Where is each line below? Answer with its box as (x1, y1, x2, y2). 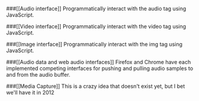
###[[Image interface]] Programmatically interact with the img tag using (6, 41, 183, 48)
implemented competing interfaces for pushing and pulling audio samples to (6, 65, 194, 72)
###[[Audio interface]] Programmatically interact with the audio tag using (6, 5, 186, 12)
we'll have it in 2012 (6, 89, 55, 96)
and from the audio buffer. (6, 71, 70, 78)
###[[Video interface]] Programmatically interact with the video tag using (6, 23, 186, 30)
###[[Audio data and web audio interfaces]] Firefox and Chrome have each (6, 59, 191, 65)
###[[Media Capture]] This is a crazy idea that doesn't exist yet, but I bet (6, 83, 185, 90)
